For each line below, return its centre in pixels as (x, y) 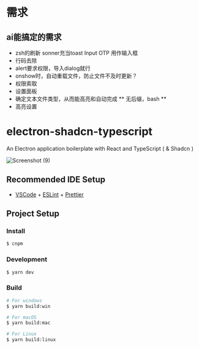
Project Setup (33, 214)
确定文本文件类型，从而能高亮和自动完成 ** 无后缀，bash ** (91, 99)
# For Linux (21, 334)
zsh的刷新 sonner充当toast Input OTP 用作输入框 (77, 53)
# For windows (24, 301)
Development (27, 260)
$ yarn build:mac (28, 323)
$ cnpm (15, 244)
